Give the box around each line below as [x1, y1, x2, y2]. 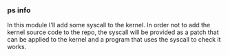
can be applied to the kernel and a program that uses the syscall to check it [7, 36, 221, 44]
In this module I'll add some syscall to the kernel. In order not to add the [7, 21, 211, 29]
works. [7, 43, 27, 51]
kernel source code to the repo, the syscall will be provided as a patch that [7, 28, 219, 36]
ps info [7, 5, 31, 15]
